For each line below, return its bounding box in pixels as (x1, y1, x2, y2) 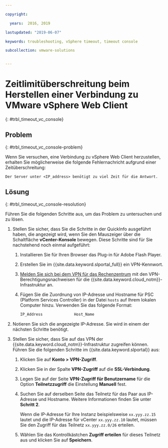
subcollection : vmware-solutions (5, 48, 75, 53)
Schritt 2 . (20, 401, 40, 407)
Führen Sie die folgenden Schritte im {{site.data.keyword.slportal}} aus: (12, 347, 160, 353)
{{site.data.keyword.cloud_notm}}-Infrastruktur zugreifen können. (12, 341, 149, 347)
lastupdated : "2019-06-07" (5, 30, 62, 35)
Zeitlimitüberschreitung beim (5, 78, 130, 90)
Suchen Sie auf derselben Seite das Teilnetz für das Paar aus (20, 391, 146, 397)
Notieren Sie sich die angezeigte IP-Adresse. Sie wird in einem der (12, 321, 149, 327)
